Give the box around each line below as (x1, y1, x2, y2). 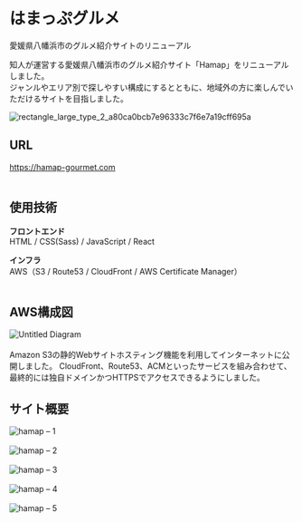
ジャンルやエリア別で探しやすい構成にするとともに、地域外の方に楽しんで (9, 82, 287, 92)
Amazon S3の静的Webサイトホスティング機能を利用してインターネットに (9, 350, 283, 361)
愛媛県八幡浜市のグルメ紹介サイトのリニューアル (9, 40, 192, 51)
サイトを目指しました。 (40, 92, 128, 104)
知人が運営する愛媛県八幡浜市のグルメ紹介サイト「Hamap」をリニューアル (9, 59, 289, 70)
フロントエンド (9, 226, 65, 237)
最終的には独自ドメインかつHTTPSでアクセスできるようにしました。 (9, 372, 265, 383)
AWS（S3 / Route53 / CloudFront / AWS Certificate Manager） (9, 266, 242, 276)
